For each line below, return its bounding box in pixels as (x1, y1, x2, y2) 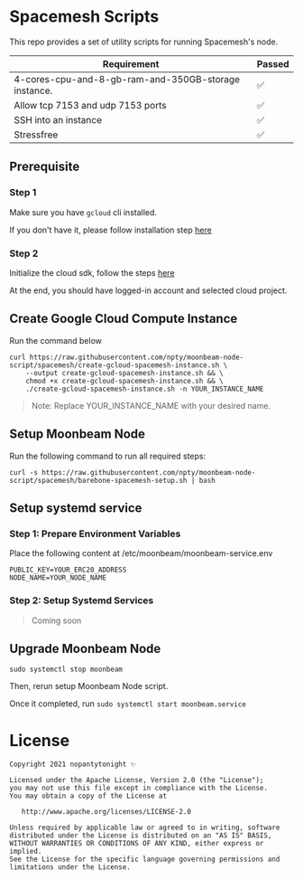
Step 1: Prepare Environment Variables (9, 527, 181, 540)
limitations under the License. (9, 863, 131, 872)
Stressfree (14, 128, 59, 141)
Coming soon (31, 615, 82, 626)
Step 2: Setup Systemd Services (9, 594, 154, 607)
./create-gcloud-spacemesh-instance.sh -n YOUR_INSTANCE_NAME (25, 384, 264, 393)
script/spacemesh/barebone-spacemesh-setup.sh (9, 476, 188, 485)
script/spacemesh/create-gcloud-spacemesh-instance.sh (9, 360, 220, 370)
